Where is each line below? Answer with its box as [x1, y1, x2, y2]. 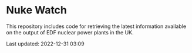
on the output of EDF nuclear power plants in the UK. [6, 29, 134, 36]
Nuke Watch [6, 3, 68, 17]
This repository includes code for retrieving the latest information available [6, 23, 187, 30]
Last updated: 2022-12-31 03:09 [6, 40, 85, 47]
